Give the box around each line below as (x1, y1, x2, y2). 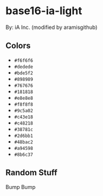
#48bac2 (14, 139, 33, 145)
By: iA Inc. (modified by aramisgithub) (5, 24, 98, 31)
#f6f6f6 (14, 57, 33, 63)
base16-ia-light (5, 4, 82, 18)
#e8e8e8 (14, 95, 33, 101)
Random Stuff (5, 168, 57, 178)
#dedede (14, 64, 33, 70)
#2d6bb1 (14, 133, 33, 139)
